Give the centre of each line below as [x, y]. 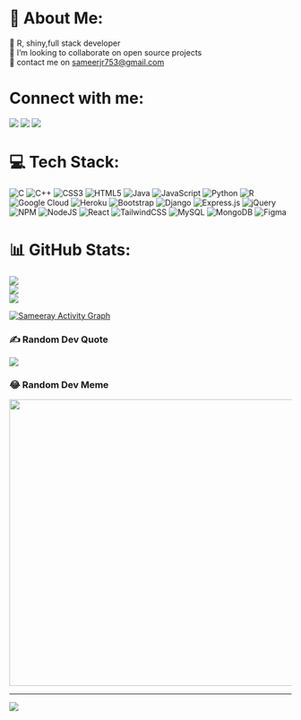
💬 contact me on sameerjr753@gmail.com [87, 62]
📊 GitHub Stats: [70, 250]
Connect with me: [77, 99]
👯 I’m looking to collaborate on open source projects [106, 52]
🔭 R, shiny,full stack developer [65, 43]
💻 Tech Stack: [64, 163]
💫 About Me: [56, 18]
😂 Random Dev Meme [59, 384]
